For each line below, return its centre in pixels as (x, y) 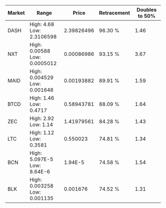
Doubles (147, 10)
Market (16, 13)
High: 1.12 (42, 132)
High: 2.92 (42, 118)
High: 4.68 (42, 24)
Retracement (114, 13)
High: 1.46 (42, 98)
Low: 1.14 (41, 125)
